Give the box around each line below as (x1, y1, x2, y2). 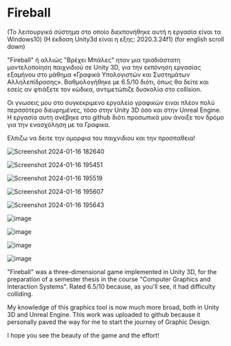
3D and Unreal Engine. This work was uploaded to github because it (7, 310, 201, 318)
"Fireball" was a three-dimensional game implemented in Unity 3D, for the (7, 267, 217, 276)
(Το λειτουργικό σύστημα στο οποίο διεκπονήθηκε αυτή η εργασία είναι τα (7, 28, 221, 36)
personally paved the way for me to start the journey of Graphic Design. (7, 318, 212, 326)
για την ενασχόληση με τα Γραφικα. (7, 120, 110, 128)
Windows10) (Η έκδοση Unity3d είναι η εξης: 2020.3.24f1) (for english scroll (7, 35, 224, 43)
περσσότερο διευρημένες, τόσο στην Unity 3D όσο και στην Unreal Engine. (7, 106, 222, 114)
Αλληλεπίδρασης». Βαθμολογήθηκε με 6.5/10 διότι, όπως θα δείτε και (7, 77, 209, 86)
